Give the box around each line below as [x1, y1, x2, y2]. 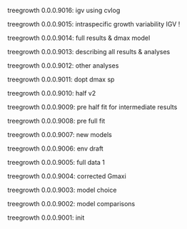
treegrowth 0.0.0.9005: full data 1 [7, 158, 106, 166]
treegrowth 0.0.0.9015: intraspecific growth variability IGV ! [7, 20, 181, 28]
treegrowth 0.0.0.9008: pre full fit [7, 117, 106, 125]
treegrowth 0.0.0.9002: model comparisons [7, 200, 136, 208]
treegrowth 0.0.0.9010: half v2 [7, 89, 96, 97]
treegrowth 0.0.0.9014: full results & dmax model [7, 34, 151, 42]
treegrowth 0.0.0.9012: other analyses [7, 61, 119, 70]
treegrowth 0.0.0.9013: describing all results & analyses [7, 48, 171, 56]
